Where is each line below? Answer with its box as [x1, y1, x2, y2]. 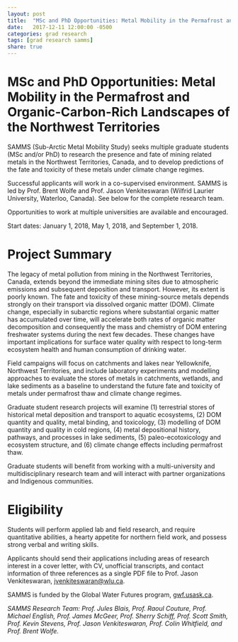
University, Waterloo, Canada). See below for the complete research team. [7, 194, 225, 202]
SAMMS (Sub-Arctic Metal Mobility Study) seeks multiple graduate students [7, 143, 229, 151]
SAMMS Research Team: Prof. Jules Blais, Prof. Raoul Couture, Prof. [7, 604, 207, 612]
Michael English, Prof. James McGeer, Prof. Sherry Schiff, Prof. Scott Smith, [7, 611, 229, 620]
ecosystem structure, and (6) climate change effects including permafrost [7, 441, 223, 449]
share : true [7, 43, 42, 50]
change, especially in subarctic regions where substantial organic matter [7, 307, 220, 316]
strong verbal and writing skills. [7, 540, 99, 548]
